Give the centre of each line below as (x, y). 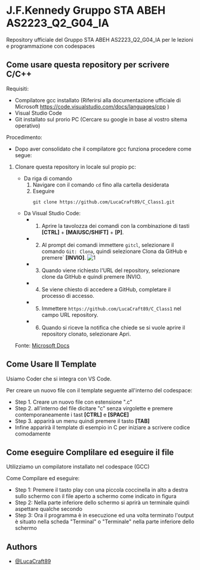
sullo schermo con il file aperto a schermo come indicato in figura (96, 496)
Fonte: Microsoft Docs (42, 345)
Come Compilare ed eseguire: (43, 478)
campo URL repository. (70, 315)
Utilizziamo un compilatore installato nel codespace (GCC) (78, 467)
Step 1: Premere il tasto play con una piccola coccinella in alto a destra (101, 490)
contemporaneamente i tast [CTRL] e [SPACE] (72, 414)
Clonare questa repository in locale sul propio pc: (75, 167)
